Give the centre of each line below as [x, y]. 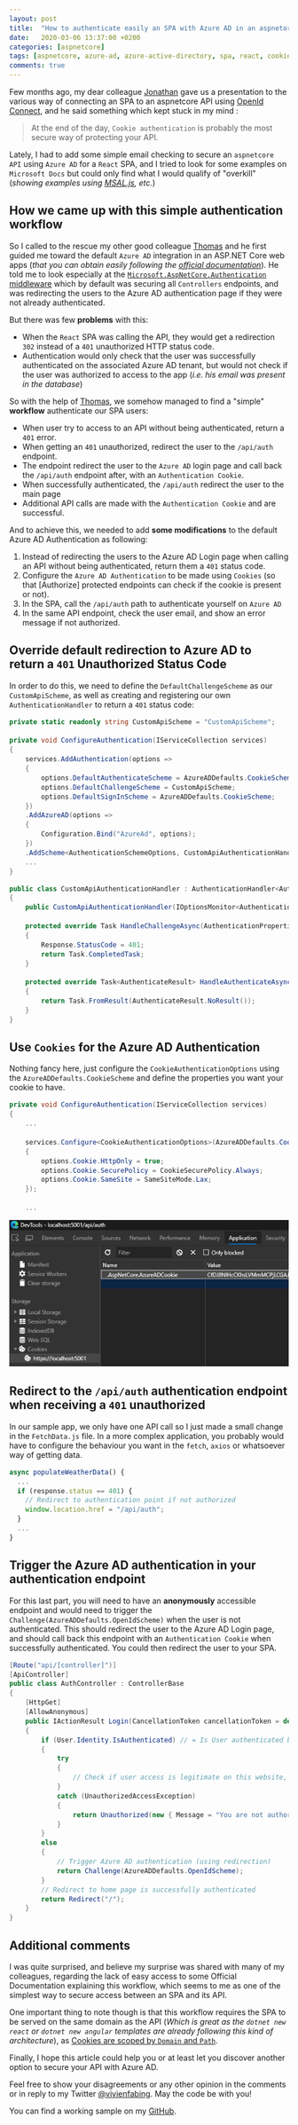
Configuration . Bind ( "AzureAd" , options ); [119, 834]
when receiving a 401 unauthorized [107, 1405]
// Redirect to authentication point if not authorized [131, 1500]
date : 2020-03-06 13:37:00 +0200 [75, 37]
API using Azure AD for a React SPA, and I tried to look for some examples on [148, 164]
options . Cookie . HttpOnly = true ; [103, 1161]
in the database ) [52, 384]
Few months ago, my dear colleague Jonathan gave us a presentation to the [148, 92]
